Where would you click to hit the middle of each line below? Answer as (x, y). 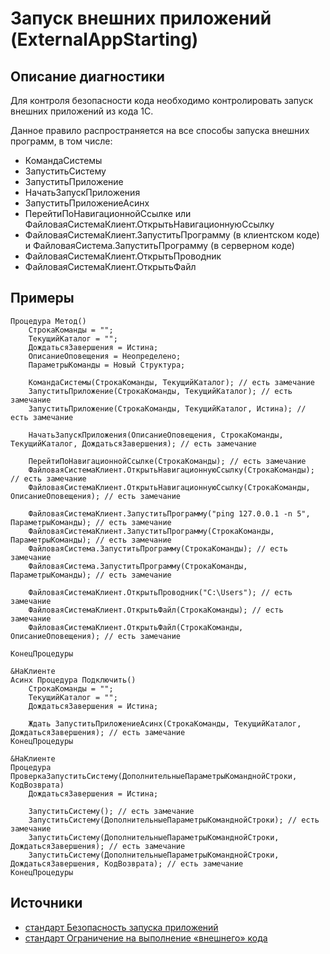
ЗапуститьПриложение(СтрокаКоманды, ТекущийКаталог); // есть (160, 391)
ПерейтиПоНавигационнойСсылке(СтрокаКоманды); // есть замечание (167, 461)
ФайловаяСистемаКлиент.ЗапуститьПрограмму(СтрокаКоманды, (151, 531)
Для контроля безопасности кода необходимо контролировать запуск (162, 100)
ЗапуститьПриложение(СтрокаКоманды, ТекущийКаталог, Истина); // (167, 408)
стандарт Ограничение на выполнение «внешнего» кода (146, 938)
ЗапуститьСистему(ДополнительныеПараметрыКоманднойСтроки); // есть (174, 820)
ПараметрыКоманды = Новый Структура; (107, 365)
